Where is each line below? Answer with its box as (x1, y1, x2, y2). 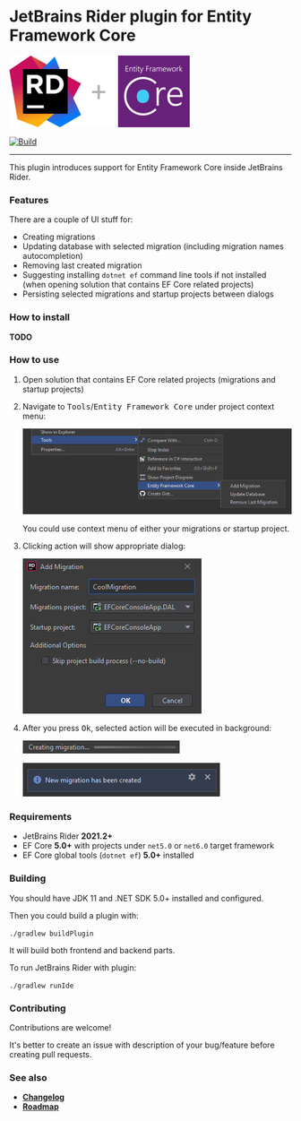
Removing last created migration (21, 260, 142, 271)
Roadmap (21, 1101, 60, 1112)
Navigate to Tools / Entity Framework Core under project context (21, 401, 275, 411)
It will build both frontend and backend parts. (9, 944, 176, 955)
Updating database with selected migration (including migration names (21, 241, 284, 252)
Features (9, 194, 49, 206)
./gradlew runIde (9, 981, 74, 990)
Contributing (9, 1002, 66, 1014)
